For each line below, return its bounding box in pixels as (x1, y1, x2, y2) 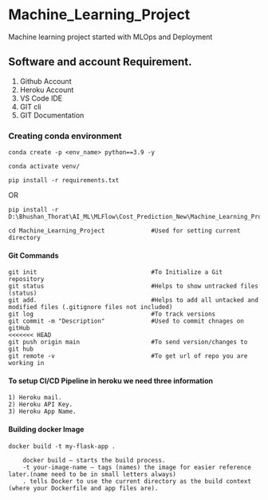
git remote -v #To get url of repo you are (8, 352, 248, 360)
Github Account (19, 76, 72, 85)
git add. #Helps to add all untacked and (8, 296, 259, 304)
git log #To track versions (8, 310, 216, 319)
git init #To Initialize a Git (8, 268, 223, 276)
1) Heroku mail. (8, 394, 62, 402)
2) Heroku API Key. (8, 401, 73, 409)
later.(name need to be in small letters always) (8, 470, 177, 478)
